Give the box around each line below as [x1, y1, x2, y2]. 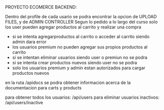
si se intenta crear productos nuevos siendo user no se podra [12, 60, 137, 65]
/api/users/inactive [5, 100, 43, 105]
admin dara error [12, 39, 47, 45]
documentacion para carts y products [5, 85, 82, 90]
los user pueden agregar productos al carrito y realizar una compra [5, 24, 141, 30]
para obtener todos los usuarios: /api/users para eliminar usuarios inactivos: [5, 94, 160, 100]
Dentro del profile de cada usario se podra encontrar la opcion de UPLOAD [5, 14, 157, 19]
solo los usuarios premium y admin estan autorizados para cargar [12, 65, 146, 71]
